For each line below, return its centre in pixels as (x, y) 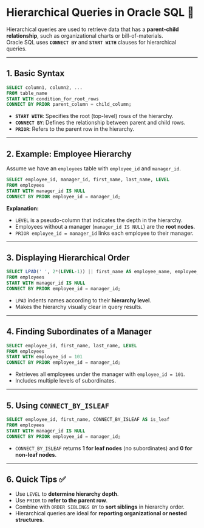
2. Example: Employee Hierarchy (69, 154)
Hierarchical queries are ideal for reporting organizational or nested (101, 513)
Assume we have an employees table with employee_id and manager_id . (93, 168)
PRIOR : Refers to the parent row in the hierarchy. (75, 129)
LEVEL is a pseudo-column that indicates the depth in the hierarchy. (99, 220)
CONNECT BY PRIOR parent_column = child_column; (69, 105)
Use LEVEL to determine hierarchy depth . (67, 494)
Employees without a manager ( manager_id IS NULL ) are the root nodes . (105, 226)
